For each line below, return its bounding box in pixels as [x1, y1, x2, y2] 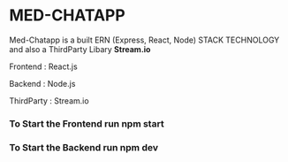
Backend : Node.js [9, 78, 76, 89]
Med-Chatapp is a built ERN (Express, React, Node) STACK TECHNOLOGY [9, 35, 280, 45]
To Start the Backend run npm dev [9, 141, 159, 153]
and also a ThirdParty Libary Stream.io [9, 43, 151, 54]
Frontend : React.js [9, 61, 78, 72]
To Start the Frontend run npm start [9, 117, 165, 129]
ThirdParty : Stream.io [9, 95, 90, 106]
